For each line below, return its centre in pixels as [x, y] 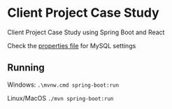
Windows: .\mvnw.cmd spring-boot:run [63, 85]
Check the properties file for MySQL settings [72, 45]
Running [26, 68]
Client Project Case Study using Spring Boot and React [86, 32]
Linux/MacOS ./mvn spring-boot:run [60, 98]
